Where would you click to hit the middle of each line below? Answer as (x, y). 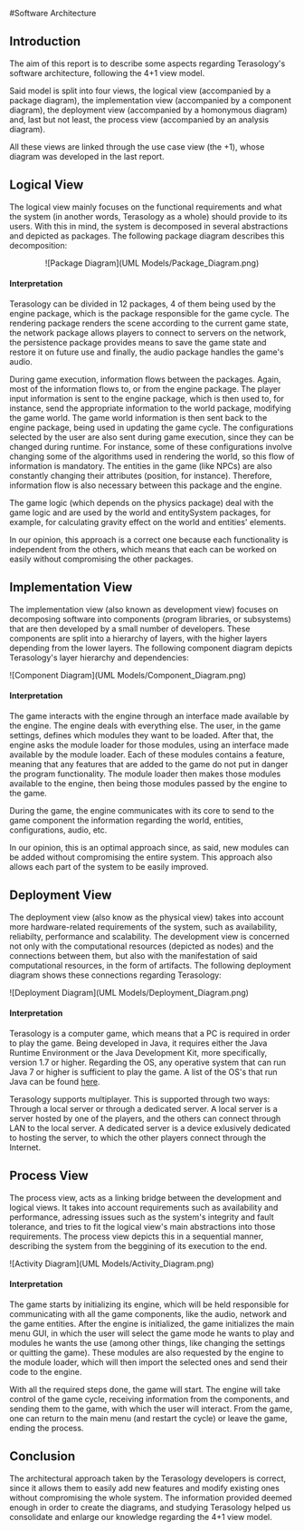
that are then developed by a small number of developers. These (130, 629)
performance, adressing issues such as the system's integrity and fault (142, 1217)
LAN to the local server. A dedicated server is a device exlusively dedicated (150, 1127)
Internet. (25, 1147)
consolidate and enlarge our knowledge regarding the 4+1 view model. (141, 1516)
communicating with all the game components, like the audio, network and (148, 1313)
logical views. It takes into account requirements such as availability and (144, 1207)
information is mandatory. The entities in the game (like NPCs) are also (141, 465)
